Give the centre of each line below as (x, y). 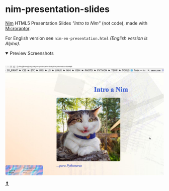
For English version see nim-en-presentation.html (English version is (76, 38)
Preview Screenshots (32, 53)
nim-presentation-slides (57, 9)
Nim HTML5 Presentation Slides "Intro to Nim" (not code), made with (76, 23)
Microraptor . (18, 28)
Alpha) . (13, 43)
